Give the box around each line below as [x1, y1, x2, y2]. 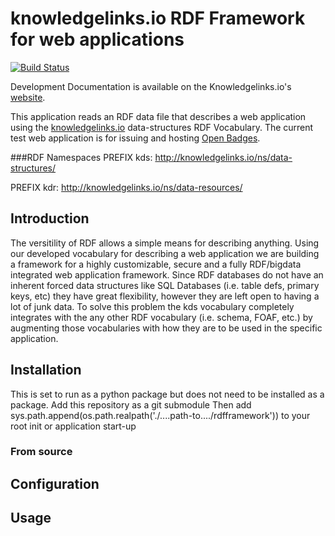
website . [10, 91, 46, 103]
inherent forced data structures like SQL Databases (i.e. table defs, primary [10, 279, 320, 291]
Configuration [10, 475, 100, 492]
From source [10, 445, 73, 459]
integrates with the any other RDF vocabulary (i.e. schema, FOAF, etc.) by [10, 311, 313, 323]
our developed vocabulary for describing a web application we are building [10, 247, 320, 259]
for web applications [10, 28, 185, 51]
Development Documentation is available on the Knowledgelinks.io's [10, 80, 292, 92]
